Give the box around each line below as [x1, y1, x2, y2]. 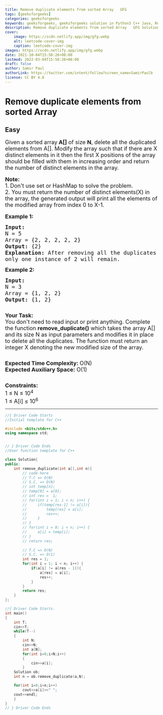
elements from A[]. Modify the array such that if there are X [5, 145, 158, 152]
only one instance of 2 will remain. [5, 255, 120, 263]
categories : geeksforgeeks [5, 16, 60, 21]
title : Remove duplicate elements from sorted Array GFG [5, 7, 127, 12]
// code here [22, 470, 49, 475]
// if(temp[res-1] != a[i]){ [22, 502, 90, 507]
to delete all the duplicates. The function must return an [5, 337, 148, 344]
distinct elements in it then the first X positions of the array [5, 151, 156, 158]
